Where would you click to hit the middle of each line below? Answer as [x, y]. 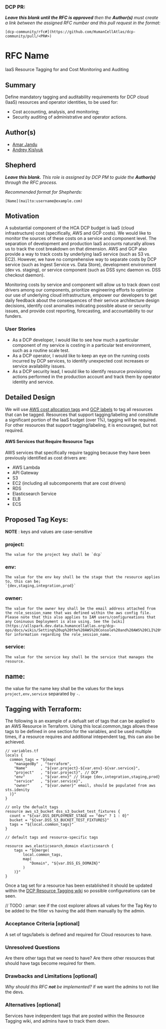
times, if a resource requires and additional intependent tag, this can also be [83, 737]
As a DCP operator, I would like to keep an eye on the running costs [81, 355]
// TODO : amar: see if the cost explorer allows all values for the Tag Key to [81, 906]
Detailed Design [30, 397]
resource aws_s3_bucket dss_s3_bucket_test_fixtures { [63, 812]
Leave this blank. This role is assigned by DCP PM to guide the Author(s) [81, 177]
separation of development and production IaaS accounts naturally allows [80, 244]
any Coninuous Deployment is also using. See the [57, 621]
